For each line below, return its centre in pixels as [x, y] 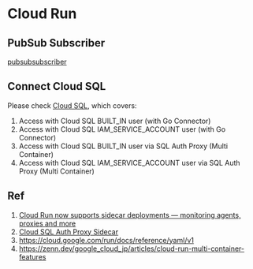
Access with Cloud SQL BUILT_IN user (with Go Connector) [115, 121]
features [32, 256]
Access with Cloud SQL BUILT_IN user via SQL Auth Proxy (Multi [123, 146]
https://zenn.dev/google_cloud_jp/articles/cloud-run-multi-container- [132, 248]
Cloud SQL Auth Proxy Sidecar [69, 232]
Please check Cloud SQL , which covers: [72, 105]
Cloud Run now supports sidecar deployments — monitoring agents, [130, 215]
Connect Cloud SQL [57, 86]
